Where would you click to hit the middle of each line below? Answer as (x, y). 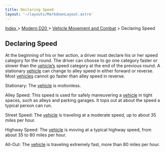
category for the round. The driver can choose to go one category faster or (81, 61)
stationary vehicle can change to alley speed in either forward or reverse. (79, 71)
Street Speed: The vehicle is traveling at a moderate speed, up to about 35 (81, 115)
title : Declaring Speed (30, 10)
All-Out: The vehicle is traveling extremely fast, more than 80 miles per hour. (82, 145)
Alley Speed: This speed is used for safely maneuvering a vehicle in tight (79, 95)
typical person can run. (29, 105)
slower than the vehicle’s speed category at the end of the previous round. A (83, 66)
